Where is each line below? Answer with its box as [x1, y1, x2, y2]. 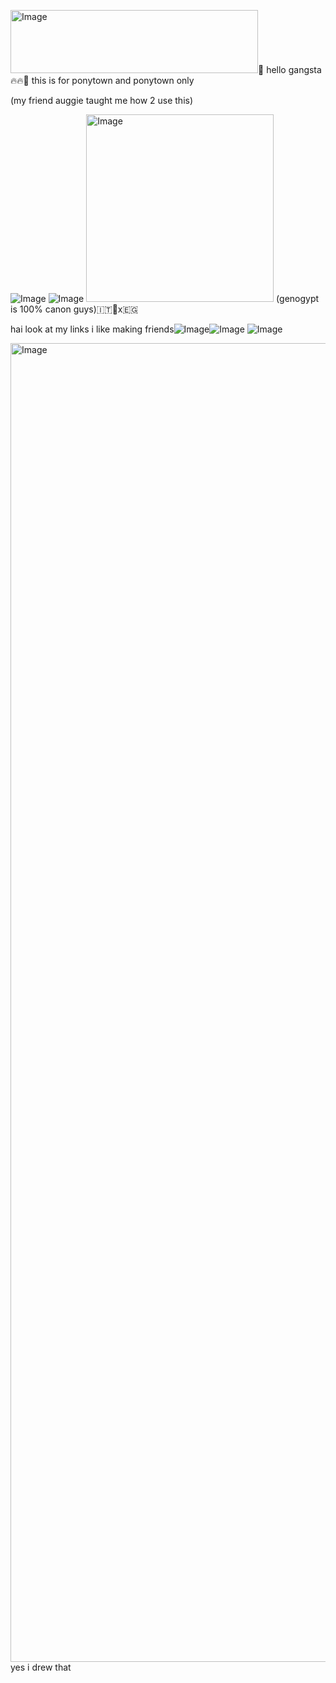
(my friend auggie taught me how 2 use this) [10, 95, 194, 106]
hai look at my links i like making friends [10, 323, 175, 335]
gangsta [288, 64, 322, 75]
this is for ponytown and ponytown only [31, 75, 195, 86]
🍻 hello [258, 64, 287, 75]
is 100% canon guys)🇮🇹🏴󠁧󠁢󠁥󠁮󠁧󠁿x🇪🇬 [10, 303, 139, 315]
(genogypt [276, 293, 320, 304]
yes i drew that [10, 1661, 72, 1673]
